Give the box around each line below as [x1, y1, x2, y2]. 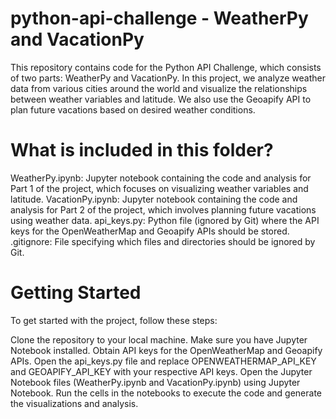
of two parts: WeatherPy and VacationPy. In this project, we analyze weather [10, 72, 327, 84]
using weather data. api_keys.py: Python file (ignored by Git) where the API [10, 214, 320, 226]
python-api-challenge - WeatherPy [10, 7, 309, 30]
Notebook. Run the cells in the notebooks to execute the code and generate [10, 387, 323, 399]
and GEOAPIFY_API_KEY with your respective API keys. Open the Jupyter [10, 365, 313, 377]
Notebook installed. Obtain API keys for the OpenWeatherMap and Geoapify [10, 344, 323, 356]
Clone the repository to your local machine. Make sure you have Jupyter [10, 333, 308, 346]
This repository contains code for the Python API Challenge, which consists [10, 61, 322, 73]
